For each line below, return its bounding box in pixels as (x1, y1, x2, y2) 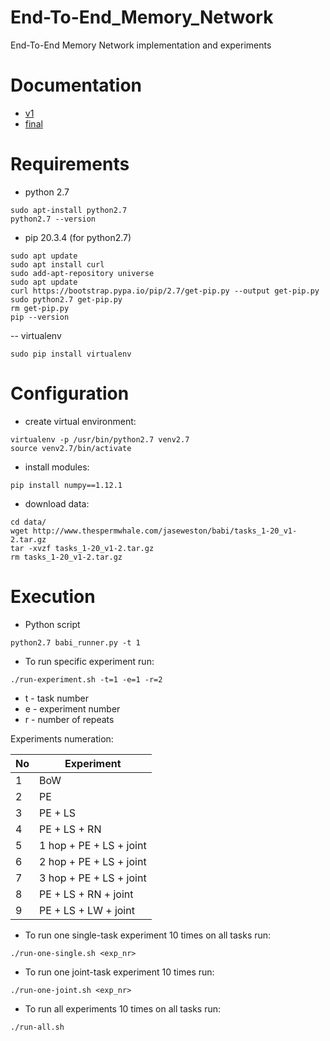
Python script (24, 618, 81, 630)
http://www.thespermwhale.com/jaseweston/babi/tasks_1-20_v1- (32, 526, 298, 536)
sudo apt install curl (10, 259, 105, 270)
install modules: (24, 461, 90, 473)
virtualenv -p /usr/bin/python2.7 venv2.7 (10, 434, 190, 445)
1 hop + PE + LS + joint (39, 838, 147, 852)
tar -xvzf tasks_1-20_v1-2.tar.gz (10, 543, 155, 553)
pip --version (10, 312, 70, 322)
